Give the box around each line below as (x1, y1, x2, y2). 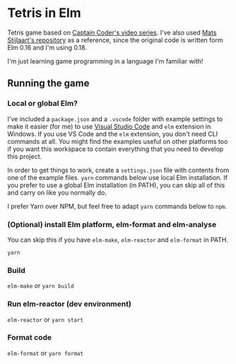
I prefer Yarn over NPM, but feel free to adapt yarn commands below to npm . (7, 202, 228, 210)
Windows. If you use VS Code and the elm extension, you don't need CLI (7, 129, 218, 138)
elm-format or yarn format (7, 348, 83, 357)
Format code (7, 333, 52, 343)
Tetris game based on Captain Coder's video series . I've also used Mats (7, 28, 217, 37)
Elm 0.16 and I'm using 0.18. (7, 43, 87, 51)
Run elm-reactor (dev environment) (7, 299, 132, 309)
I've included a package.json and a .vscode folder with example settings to (7, 114, 223, 123)
